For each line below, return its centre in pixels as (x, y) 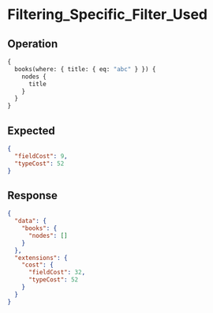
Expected (32, 131)
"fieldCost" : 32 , (57, 273)
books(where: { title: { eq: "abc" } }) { (85, 69)
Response (33, 195)
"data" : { (30, 221)
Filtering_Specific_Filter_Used (108, 15)
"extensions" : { (41, 258)
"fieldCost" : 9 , (41, 156)
